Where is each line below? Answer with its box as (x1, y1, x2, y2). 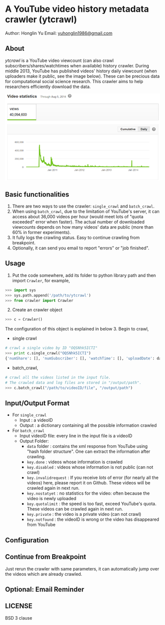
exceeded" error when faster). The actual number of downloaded (12, 219, 145, 225)
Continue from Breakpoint (5, 553, 86, 561)
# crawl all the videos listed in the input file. (5, 375, 111, 380)
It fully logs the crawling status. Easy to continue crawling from (12, 235, 140, 240)
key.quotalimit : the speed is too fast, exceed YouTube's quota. (27, 501, 157, 507)
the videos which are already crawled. (5, 571, 82, 577)
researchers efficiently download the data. (5, 84, 91, 89)
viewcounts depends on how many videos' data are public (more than (12, 224, 154, 230)
